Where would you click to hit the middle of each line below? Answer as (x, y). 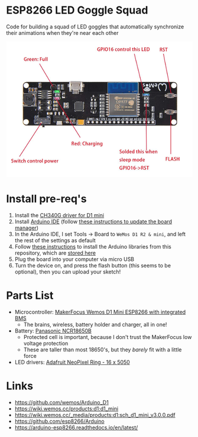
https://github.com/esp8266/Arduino (59, 421)
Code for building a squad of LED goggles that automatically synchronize (95, 27)
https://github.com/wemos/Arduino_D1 (62, 402)
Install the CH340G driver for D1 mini (59, 215)
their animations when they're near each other (62, 32)
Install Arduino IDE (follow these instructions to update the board (93, 221)
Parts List (30, 295)
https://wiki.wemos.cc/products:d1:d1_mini (66, 409)
